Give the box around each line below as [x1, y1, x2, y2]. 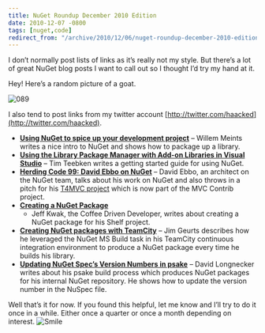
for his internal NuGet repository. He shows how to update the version [19, 276, 247, 286]
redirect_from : [8, 33, 58, 42]
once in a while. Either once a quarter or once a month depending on [8, 308, 232, 318]
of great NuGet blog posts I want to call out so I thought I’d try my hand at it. [8, 64, 255, 74]
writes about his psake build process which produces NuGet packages [19, 268, 250, 278]
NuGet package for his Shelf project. [31, 218, 151, 227]
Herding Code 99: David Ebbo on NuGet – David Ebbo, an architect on [19, 167, 250, 176]
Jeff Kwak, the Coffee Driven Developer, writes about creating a [31, 209, 239, 218]
